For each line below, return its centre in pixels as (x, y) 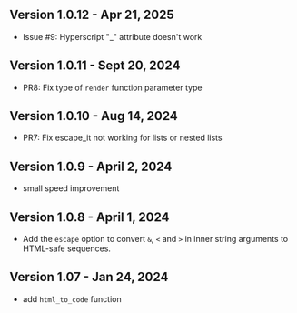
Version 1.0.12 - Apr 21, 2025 (92, 15)
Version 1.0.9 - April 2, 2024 (91, 166)
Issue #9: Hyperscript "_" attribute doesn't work (112, 36)
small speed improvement (71, 188)
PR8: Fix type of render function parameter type (112, 87)
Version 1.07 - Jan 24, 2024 (89, 277)
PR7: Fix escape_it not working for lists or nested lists (122, 138)
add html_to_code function (72, 298)
